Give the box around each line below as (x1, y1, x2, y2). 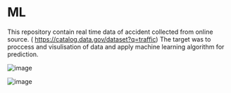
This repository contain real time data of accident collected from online (7, 27, 213, 36)
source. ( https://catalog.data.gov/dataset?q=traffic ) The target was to (7, 35, 211, 43)
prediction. (7, 50, 39, 58)
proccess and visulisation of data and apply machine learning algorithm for (7, 42, 225, 51)
